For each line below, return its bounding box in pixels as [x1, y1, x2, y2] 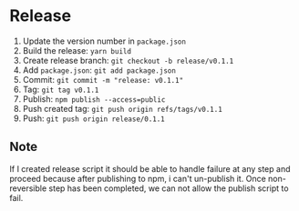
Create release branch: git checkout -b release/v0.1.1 [22, 55, 234, 65]
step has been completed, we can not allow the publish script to [48, 183, 289, 194]
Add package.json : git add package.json [22, 65, 176, 75]
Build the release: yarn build [22, 45, 132, 55]
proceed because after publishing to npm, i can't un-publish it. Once [9, 173, 266, 184]
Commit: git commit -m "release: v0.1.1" [22, 74, 184, 85]
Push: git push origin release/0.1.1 [22, 113, 166, 124]
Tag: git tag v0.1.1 [22, 84, 99, 95]
